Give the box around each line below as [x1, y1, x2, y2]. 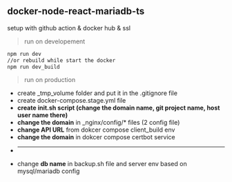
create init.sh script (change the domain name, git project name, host [17, 103, 220, 112]
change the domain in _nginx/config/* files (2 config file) [17, 119, 180, 127]
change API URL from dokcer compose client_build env [17, 125, 175, 134]
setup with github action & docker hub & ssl [7, 23, 131, 32]
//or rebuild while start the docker [7, 57, 116, 64]
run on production [23, 76, 76, 84]
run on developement [23, 37, 86, 45]
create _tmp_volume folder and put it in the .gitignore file [17, 89, 178, 97]
